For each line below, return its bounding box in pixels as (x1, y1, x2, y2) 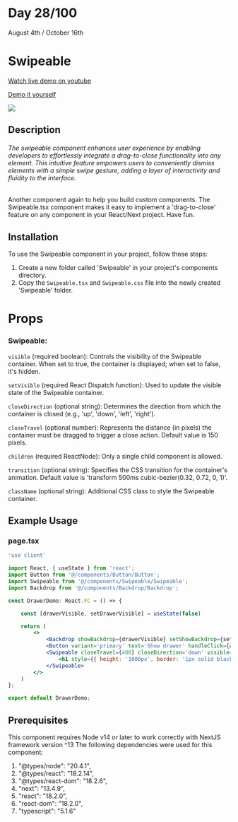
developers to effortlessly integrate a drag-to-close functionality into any (8, 151, 222, 160)
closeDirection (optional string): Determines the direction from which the (8, 401, 222, 411)
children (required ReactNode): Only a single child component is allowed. (8, 452, 222, 460)
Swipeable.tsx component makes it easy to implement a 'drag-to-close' (8, 203, 216, 211)
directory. (18, 271, 47, 280)
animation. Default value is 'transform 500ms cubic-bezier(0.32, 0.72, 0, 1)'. (8, 473, 228, 481)
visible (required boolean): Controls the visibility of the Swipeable (8, 352, 202, 360)
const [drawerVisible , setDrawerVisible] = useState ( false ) (20, 610, 201, 617)
